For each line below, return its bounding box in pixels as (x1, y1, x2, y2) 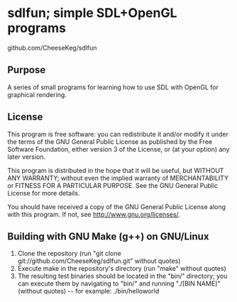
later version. (7, 152, 46, 161)
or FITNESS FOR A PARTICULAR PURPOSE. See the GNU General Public (7, 181, 219, 189)
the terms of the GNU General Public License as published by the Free (7, 137, 213, 146)
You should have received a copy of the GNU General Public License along (7, 202, 226, 211)
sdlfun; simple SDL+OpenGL (7, 5, 177, 21)
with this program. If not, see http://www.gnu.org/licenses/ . (7, 210, 181, 218)
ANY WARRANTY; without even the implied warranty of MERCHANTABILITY (7, 174, 229, 182)
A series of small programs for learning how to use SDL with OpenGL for (7, 83, 219, 91)
